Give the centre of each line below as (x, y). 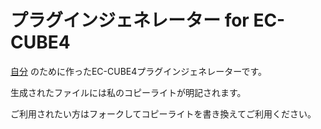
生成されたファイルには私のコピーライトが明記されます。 (128, 92)
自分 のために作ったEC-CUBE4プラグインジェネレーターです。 (139, 71)
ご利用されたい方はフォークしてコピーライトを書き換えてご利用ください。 (163, 113)
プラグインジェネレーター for (130, 20)
